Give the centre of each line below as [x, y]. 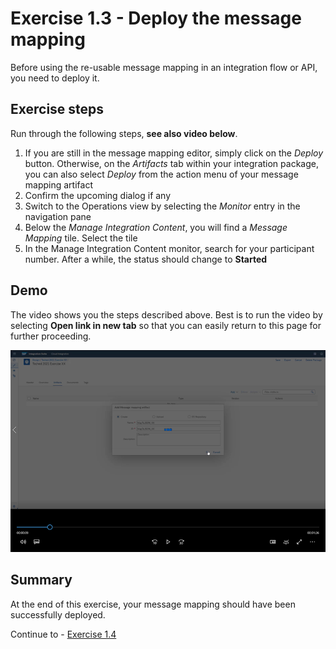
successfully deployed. [58, 614]
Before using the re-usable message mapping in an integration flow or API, [164, 67]
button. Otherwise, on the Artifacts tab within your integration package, [171, 163]
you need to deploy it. [55, 78]
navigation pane [58, 216]
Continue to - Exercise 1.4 [63, 634]
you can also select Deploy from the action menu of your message [161, 174]
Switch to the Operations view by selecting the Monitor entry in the [162, 206]
